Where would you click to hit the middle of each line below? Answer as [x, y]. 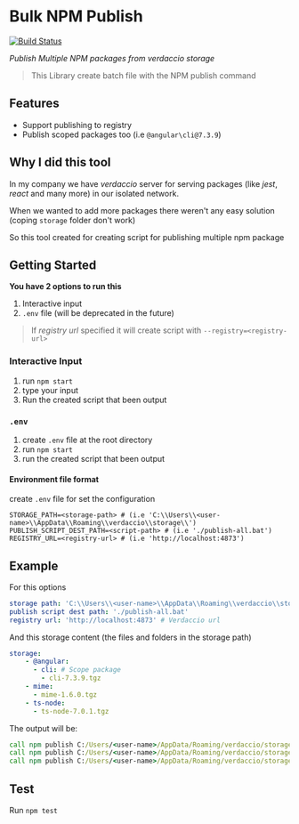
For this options [38, 587]
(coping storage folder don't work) [73, 220]
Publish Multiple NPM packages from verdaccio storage [112, 58]
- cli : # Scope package [77, 670]
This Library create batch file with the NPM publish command [143, 75]
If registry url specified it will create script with [116, 330]
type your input [50, 390]
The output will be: [44, 728]
